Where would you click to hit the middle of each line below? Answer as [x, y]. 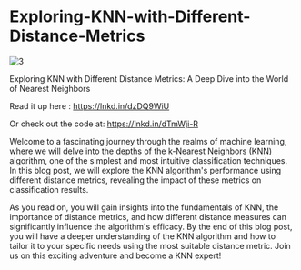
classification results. [49, 189]
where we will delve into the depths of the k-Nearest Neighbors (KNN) [141, 151]
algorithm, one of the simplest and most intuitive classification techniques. [149, 160]
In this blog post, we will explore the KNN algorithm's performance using [145, 170]
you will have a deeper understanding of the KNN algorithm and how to [142, 236]
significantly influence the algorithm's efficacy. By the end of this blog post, [151, 226]
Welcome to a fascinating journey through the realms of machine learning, [148, 141]
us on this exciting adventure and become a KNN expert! [115, 255]
